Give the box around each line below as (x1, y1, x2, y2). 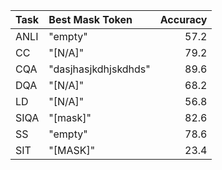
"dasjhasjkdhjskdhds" (48, 62, 151, 76)
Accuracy (159, 13, 208, 26)
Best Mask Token (48, 13, 133, 26)
